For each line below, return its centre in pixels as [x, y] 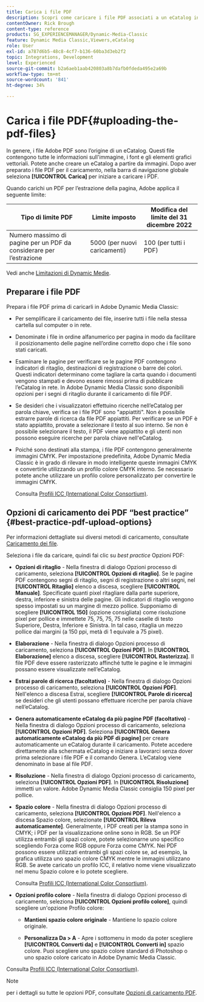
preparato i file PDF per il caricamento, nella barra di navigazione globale [97, 170]
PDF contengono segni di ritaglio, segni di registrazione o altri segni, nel [105, 580]
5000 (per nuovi [114, 243]
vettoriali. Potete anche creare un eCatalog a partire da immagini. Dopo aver [101, 163]
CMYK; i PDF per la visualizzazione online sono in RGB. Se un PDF [98, 832]
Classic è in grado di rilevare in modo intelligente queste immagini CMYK [106, 462]
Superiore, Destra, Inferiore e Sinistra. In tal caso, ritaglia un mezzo [99, 625]
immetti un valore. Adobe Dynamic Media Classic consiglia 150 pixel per [105, 789]
